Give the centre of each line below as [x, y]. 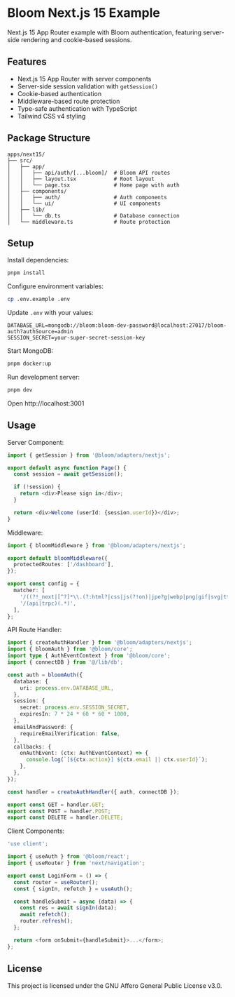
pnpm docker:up [29, 364]
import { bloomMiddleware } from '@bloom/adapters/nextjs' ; [97, 545]
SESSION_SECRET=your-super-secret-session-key [76, 338]
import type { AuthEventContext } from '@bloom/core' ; [89, 656]
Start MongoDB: [30, 351]
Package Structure [49, 138]
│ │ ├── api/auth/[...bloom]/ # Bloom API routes [89, 173]
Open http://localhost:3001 [46, 403]
